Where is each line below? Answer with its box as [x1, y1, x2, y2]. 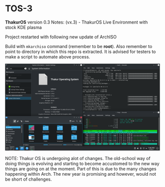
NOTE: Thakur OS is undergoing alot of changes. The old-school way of [5, 156, 151, 161]
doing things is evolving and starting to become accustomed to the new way [5, 160, 160, 167]
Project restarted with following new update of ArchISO [5, 34, 117, 40]
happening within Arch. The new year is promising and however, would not [5, 171, 156, 177]
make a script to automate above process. [5, 53, 90, 59]
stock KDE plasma [5, 24, 42, 30]
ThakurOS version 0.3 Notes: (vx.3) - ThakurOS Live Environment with [5, 19, 148, 25]
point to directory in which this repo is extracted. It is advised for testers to [5, 49, 156, 54]
